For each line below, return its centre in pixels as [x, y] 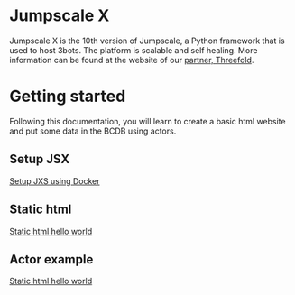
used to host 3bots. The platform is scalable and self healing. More [134, 50]
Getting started [68, 97]
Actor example [51, 259]
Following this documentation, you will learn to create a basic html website [147, 121]
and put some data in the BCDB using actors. [93, 131]
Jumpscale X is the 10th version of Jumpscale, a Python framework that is [147, 41]
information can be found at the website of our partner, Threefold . [132, 60]
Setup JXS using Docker [55, 180]
